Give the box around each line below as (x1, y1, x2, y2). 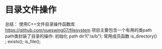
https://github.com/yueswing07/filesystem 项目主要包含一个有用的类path (5, 27, 152, 33)
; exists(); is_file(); (5, 38, 41, 44)
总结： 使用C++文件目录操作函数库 (5, 21, 75, 27)
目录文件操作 (5, 4, 57, 15)
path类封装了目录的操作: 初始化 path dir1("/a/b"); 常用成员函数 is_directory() (5, 33, 158, 39)
